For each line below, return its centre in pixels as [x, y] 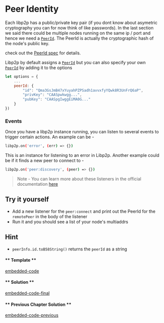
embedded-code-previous [32, 315]
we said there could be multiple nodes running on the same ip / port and [78, 33]
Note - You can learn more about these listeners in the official [79, 179]
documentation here [37, 184]
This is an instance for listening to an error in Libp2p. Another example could [82, 155]
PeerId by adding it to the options [39, 68]
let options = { [22, 76]
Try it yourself [27, 199]
